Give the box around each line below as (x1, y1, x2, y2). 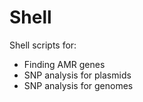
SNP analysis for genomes (23, 79, 134, 91)
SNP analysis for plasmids (23, 69, 132, 81)
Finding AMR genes (23, 58, 106, 70)
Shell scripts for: (9, 39, 77, 51)
